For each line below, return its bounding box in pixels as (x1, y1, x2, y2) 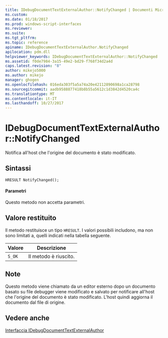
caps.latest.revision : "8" (5, 63, 61, 68)
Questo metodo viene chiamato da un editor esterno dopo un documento (5, 283, 156, 289)
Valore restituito (5, 214, 56, 222)
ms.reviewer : (5, 26, 32, 31)
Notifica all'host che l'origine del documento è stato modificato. (5, 150, 136, 156)
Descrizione (36, 244, 66, 251)
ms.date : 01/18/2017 (5, 17, 48, 22)
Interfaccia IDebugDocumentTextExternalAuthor (5, 327, 104, 333)
